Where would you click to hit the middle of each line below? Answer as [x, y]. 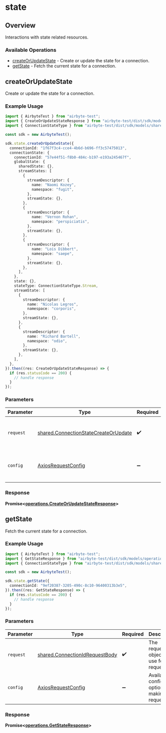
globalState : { [30, 162]
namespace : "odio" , [47, 341]
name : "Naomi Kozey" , [54, 185]
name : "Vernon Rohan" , [55, 217]
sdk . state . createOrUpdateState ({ [40, 143]
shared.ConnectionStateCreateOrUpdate [85, 433]
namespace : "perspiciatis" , [61, 221]
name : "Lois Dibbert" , [55, 249]
